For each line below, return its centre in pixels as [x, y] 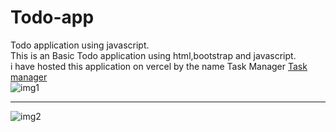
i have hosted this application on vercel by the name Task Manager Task [159, 66]
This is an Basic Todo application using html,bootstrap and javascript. [153, 55]
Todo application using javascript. [80, 45]
